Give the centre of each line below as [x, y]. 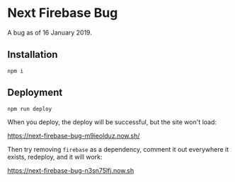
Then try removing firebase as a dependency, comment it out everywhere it [118, 149]
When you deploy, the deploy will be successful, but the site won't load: [112, 122]
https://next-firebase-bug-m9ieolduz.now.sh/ [74, 135]
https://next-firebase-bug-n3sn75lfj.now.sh [71, 170]
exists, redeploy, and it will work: [55, 157]
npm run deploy [30, 109]
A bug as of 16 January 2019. [50, 32]
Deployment [35, 93]
